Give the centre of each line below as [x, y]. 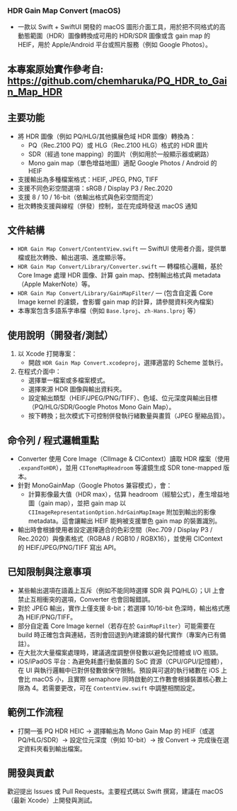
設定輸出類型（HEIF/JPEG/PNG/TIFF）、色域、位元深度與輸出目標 [123, 398]
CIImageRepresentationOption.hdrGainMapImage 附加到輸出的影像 [122, 512]
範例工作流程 [35, 713]
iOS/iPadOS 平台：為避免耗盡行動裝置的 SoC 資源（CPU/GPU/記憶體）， [122, 661]
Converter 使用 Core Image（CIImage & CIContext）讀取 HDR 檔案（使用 [123, 458]
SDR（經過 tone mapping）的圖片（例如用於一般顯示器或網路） [121, 154]
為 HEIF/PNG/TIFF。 [47, 617]
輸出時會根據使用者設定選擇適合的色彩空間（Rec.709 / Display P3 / [115, 529]
